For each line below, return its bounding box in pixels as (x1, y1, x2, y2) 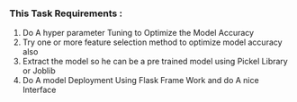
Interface (22, 84, 57, 96)
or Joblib (22, 65, 56, 76)
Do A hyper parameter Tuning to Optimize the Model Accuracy (22, 28, 255, 38)
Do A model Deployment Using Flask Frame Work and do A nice (22, 75, 259, 86)
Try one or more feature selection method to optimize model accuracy (22, 37, 283, 47)
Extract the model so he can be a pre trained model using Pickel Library (22, 56, 288, 67)
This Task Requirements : (9, 7, 123, 20)
